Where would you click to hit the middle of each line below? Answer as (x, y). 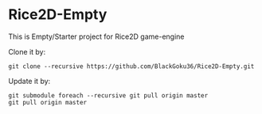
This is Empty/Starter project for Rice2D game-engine (96, 36)
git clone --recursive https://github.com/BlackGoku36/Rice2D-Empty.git (131, 66)
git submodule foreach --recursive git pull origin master (108, 95)
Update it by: (29, 81)
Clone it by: (27, 51)
